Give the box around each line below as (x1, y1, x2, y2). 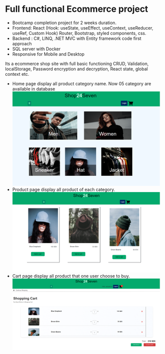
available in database (12, 86, 55, 92)
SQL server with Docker (12, 46, 61, 52)
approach (12, 40, 32, 46)
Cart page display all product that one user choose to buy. (12, 273, 130, 279)
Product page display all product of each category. (12, 186, 115, 193)
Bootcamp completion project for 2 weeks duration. (12, 20, 117, 26)
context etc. (5, 71, 29, 77)
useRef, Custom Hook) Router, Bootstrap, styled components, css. (12, 30, 146, 36)
